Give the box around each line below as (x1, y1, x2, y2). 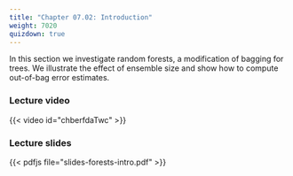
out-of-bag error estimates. (9, 73, 110, 83)
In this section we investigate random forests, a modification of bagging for (9, 54, 284, 65)
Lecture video (9, 95, 71, 107)
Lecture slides (9, 136, 72, 149)
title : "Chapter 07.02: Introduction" (9, 12, 153, 22)
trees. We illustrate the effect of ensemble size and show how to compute (9, 63, 279, 73)
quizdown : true (9, 29, 66, 38)
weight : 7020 (9, 21, 58, 30)
